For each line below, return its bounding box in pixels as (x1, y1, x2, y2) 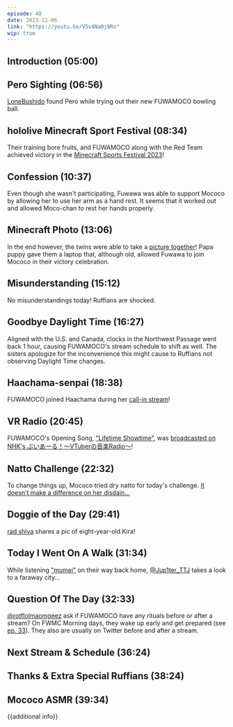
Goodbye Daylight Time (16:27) (7, 316, 145, 328)
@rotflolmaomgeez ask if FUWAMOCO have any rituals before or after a (7, 612, 214, 620)
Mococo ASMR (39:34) (7, 694, 109, 705)
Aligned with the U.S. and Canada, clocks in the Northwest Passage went (7, 334, 217, 343)
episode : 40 (7, 10, 42, 17)
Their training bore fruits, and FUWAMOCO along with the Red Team (7, 143, 203, 152)
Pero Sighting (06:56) (7, 79, 103, 91)
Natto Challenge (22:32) (7, 463, 115, 475)
